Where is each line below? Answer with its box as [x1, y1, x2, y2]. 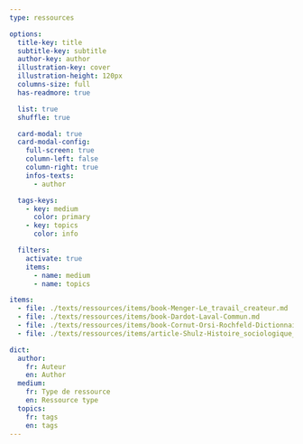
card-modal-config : [17, 137, 91, 147]
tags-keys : [17, 196, 59, 205]
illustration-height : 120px [17, 71, 124, 81]
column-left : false [25, 154, 99, 163]
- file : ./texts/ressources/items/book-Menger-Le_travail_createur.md [17, 304, 289, 313]
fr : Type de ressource [25, 387, 111, 397]
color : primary [32, 213, 91, 222]
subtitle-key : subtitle [17, 46, 106, 55]
